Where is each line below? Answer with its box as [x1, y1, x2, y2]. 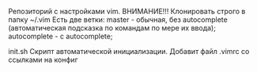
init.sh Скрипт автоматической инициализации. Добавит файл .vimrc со [8, 47, 250, 56]
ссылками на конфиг [8, 55, 78, 64]
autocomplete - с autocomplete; [8, 31, 113, 41]
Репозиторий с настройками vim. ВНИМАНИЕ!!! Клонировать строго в [8, 7, 246, 16]
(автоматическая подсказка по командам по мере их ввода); [8, 23, 216, 32]
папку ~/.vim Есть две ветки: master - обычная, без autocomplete [8, 15, 228, 24]
